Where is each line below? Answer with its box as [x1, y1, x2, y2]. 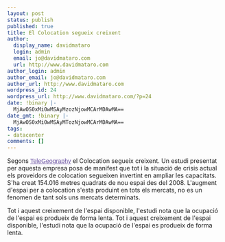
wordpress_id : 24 [7, 87, 57, 93]
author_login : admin [7, 67, 67, 74]
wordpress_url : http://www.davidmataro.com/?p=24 [7, 93, 152, 100]
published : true [7, 23, 54, 30]
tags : [7, 125, 23, 132]
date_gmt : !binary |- [7, 112, 69, 119]
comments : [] [7, 138, 45, 145]
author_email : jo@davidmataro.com [7, 74, 106, 81]
